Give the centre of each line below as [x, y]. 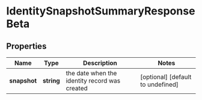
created [77, 88]
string [51, 81]
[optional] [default [166, 77]
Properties [26, 46]
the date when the [91, 73]
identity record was [93, 81]
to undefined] [160, 84]
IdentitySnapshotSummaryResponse [101, 11]
